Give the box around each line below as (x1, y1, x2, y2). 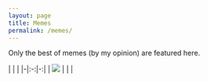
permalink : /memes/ (8, 26, 73, 34)
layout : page (8, 11, 52, 20)
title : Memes (8, 19, 52, 27)
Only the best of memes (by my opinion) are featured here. (8, 49, 201, 58)
